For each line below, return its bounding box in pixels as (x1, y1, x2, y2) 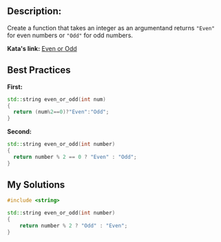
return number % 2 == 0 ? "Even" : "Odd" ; (13, 153, 137, 160)
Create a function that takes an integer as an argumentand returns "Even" (7, 23, 215, 32)
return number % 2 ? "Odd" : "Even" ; (19, 223, 128, 230)
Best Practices (7, 65, 71, 76)
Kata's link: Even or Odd (7, 44, 77, 52)
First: (7, 82, 23, 91)
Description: (7, 5, 62, 17)
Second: (7, 127, 32, 136)
